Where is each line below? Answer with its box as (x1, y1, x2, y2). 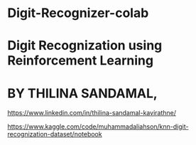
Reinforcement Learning (7, 53, 154, 69)
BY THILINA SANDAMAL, (7, 85, 158, 101)
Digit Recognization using (7, 38, 163, 54)
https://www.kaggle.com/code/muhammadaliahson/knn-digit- (7, 122, 189, 131)
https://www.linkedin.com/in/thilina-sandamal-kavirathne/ (7, 109, 176, 117)
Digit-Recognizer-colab (7, 5, 149, 21)
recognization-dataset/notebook (7, 130, 102, 139)
